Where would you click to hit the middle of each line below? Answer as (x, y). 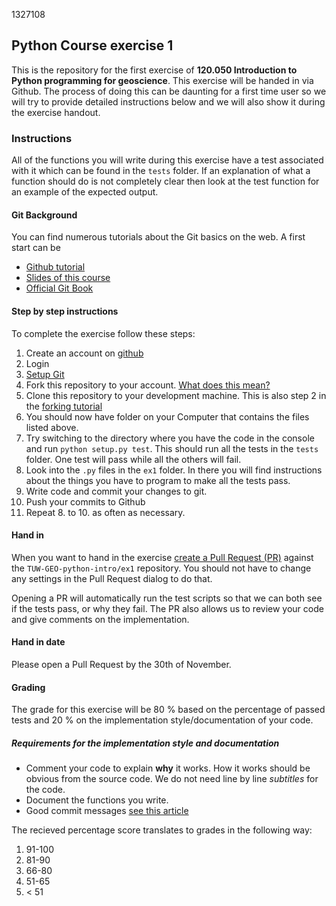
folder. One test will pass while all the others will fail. (133, 459)
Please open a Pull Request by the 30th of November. (121, 664)
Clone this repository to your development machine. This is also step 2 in (176, 395)
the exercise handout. (56, 112)
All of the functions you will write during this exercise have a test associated (167, 160)
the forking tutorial (64, 406)
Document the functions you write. (97, 800)
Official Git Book (59, 288)
